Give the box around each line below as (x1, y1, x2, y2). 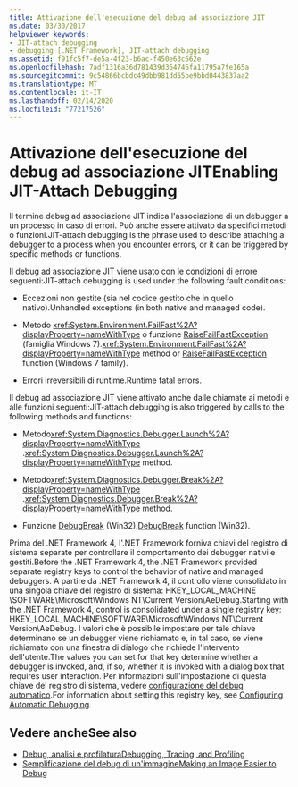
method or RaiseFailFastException (142, 348, 268, 359)
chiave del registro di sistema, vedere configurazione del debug (9, 681, 244, 691)
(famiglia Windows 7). (21, 339, 103, 350)
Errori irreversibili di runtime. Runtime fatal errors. (21, 375, 203, 385)
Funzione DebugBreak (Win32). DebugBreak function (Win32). (21, 520, 251, 531)
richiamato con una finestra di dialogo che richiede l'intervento (9, 642, 240, 653)
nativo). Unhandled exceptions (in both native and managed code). (21, 302, 266, 313)
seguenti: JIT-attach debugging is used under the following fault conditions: (9, 275, 286, 286)
